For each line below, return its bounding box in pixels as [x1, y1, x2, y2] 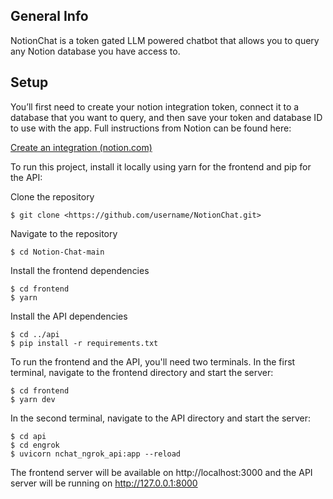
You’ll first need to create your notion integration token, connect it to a [10, 100, 300, 113]
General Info [10, 8, 89, 25]
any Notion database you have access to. [10, 45, 181, 57]
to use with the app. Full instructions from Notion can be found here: [10, 122, 292, 134]
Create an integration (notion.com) [10, 141, 153, 153]
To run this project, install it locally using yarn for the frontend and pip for [10, 160, 312, 173]
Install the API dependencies [10, 310, 128, 322]
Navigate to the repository [10, 227, 118, 239]
